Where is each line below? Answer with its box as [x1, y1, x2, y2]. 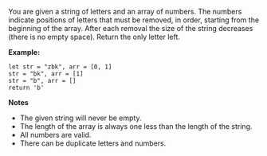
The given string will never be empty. [19, 113, 142, 123]
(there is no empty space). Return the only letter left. [8, 32, 181, 41]
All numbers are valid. [19, 131, 92, 139]
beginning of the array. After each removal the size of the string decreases [8, 24, 253, 33]
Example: [8, 48, 41, 57]
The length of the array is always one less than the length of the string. [19, 122, 253, 131]
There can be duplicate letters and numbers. [19, 138, 167, 148]
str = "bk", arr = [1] [8, 70, 84, 78]
